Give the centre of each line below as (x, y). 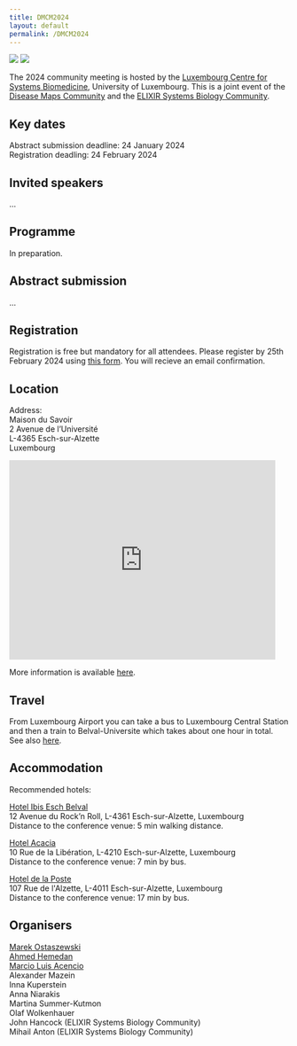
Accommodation (56, 768)
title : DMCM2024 (39, 17)
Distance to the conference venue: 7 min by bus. (98, 862)
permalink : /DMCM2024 (49, 34)
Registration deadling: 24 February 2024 (83, 155)
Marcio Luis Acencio (47, 965)
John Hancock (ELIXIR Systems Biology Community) (105, 1022)
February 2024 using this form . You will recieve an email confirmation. (137, 361)
